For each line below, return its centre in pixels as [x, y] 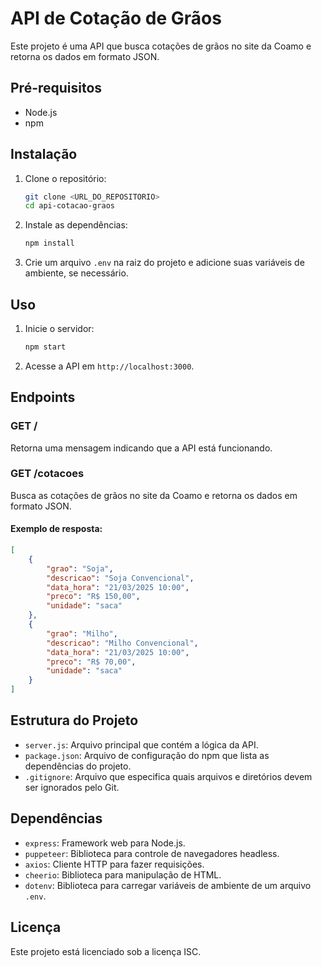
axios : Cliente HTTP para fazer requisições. [114, 864]
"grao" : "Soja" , [80, 568]
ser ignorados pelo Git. [72, 787]
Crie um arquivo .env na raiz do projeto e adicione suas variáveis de [164, 263]
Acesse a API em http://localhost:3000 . [109, 366]
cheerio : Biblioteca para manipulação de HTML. [123, 874]
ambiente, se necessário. [76, 273]
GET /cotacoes [47, 474]
